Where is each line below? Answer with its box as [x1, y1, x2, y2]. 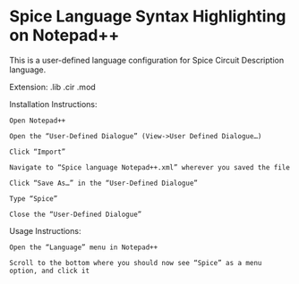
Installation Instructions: [9, 98, 98, 109]
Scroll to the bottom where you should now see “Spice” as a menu [9, 258, 262, 267]
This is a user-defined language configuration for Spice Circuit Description [9, 54, 285, 65]
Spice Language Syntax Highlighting [9, 6, 286, 27]
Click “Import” [9, 147, 66, 156]
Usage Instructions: [9, 225, 81, 236]
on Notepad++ [9, 25, 120, 46]
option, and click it [9, 266, 90, 275]
